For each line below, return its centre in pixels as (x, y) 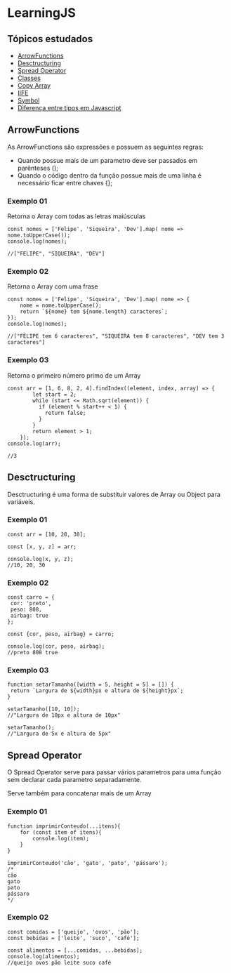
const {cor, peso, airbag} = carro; (61, 634)
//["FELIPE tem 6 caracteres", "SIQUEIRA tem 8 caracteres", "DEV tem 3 (116, 336)
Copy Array (34, 85)
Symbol (28, 100)
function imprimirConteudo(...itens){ (64, 826)
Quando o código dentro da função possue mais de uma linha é (110, 175)
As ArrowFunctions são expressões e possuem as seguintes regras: (105, 147)
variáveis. (21, 502)
